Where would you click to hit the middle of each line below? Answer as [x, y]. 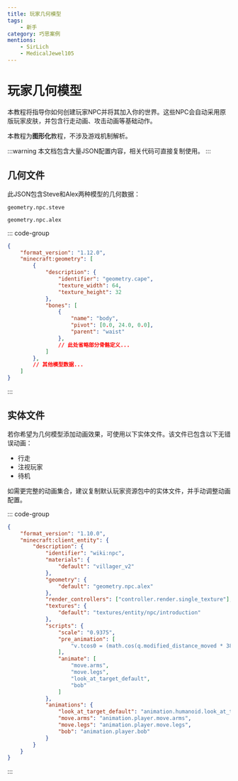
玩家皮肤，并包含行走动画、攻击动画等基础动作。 [85, 121]
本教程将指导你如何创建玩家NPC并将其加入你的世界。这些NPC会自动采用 [114, 111]
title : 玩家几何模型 [34, 14]
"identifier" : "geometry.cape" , [106, 279]
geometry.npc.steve [36, 207]
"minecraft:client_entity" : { [65, 540]
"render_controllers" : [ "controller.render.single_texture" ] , [139, 600]
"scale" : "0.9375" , [86, 633]
